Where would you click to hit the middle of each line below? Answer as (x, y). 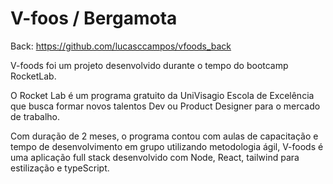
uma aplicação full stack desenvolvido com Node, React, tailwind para (155, 157)
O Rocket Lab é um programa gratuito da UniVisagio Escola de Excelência (162, 95)
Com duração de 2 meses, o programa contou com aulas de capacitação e (164, 136)
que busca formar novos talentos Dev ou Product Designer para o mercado (165, 106)
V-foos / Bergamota (94, 18)
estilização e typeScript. (60, 168)
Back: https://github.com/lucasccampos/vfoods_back (121, 46)
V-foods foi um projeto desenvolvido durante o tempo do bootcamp (149, 65)
